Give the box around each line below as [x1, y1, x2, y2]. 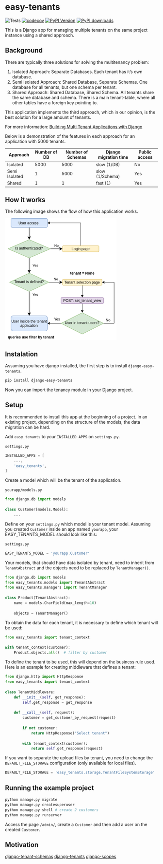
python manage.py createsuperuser [5, 802, 75, 807]
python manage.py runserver [5, 812, 62, 817]
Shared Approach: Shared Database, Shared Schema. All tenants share [12, 89, 154, 95]
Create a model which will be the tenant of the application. [5, 477, 122, 483]
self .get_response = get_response [22, 700, 92, 705]
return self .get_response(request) [31, 746, 103, 751]
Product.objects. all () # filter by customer [14, 650, 108, 655]
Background [5, 46, 43, 55]
